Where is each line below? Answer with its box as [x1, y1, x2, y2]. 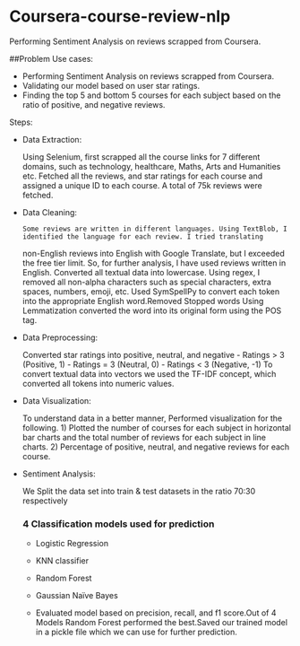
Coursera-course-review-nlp [9, 6, 231, 27]
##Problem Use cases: [9, 53, 94, 64]
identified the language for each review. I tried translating [21, 231, 264, 241]
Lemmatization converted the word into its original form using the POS [21, 305, 282, 316]
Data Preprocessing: [21, 332, 99, 343]
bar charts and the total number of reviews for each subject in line [21, 432, 267, 442]
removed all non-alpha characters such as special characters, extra [21, 276, 271, 287]
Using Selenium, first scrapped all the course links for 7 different [21, 151, 261, 162]
